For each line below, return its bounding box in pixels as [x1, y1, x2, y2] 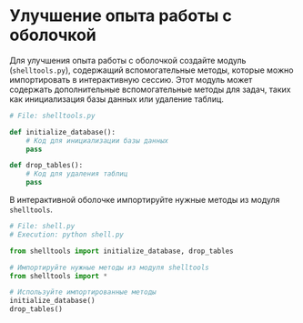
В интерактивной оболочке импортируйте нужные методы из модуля [9, 195, 280, 206]
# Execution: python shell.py [9, 229, 125, 239]
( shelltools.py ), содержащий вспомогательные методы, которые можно [9, 65, 294, 76]
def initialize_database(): [9, 127, 116, 136]
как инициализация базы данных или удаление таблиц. [9, 93, 225, 105]
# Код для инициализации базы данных [25, 136, 169, 146]
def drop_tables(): [9, 161, 84, 170]
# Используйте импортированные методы [9, 288, 157, 297]
